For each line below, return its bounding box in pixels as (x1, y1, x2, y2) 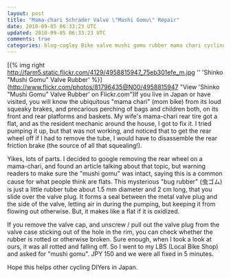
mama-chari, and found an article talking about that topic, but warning (7, 162, 206, 170)
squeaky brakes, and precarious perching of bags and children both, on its (7, 105, 219, 113)
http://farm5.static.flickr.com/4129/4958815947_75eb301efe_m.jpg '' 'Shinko (7, 68, 223, 76)
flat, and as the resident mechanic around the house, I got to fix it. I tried (7, 120, 212, 127)
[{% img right (7, 61, 45, 69)
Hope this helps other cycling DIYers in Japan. (7, 263, 138, 271)
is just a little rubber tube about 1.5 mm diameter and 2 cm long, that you (7, 185, 212, 193)
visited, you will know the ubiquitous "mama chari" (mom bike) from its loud (7, 98, 221, 105)
